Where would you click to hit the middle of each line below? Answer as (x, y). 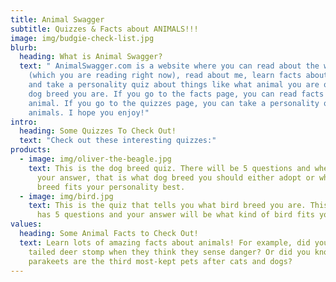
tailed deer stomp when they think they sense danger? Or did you (169, 252)
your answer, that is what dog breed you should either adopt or (175, 177)
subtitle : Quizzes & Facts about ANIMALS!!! (104, 29)
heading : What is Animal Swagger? (91, 57)
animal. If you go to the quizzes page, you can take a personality (174, 103)
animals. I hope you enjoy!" (89, 112)
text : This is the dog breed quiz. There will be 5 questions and (169, 168)
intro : (24, 122)
